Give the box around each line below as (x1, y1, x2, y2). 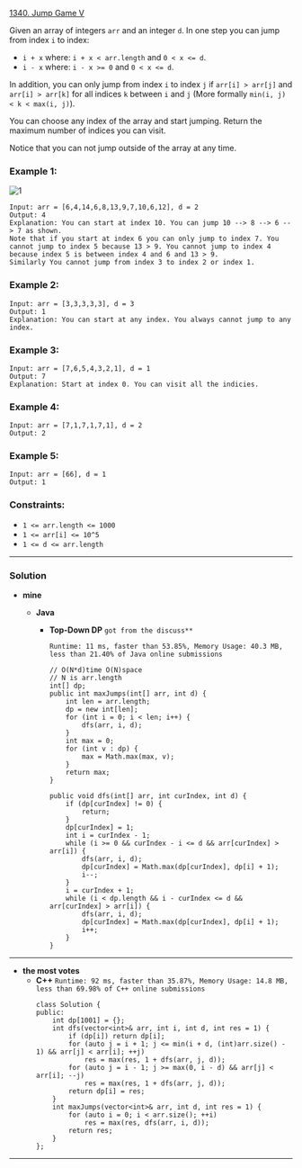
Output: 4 (9, 211, 47, 220)
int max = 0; (66, 737, 114, 746)
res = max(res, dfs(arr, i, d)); (84, 1119, 209, 1128)
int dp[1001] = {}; (52, 1016, 126, 1025)
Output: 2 (9, 429, 47, 438)
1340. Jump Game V (9, 8, 85, 18)
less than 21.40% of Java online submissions (49, 650, 223, 660)
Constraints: (9, 499, 66, 511)
